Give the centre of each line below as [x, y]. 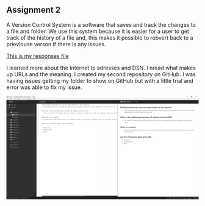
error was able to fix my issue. [44, 87]
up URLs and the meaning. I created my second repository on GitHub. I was [101, 74]
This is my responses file [38, 56]
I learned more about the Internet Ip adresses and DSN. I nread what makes [101, 68]
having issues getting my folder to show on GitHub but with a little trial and [100, 80]
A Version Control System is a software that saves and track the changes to [101, 24]
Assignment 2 [34, 10]
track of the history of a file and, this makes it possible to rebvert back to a [100, 37]
